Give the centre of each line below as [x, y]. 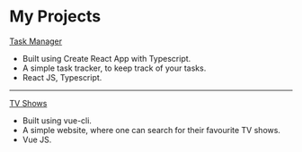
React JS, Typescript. [62, 77]
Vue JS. [37, 139]
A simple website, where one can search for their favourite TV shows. [151, 130]
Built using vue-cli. [57, 120]
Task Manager [36, 41]
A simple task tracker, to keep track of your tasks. [114, 68]
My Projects [55, 17]
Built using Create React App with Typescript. [107, 58]
